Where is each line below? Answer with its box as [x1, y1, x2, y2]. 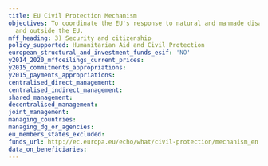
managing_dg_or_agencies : [8, 123, 94, 131]
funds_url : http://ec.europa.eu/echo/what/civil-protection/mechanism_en [8, 137, 259, 146]
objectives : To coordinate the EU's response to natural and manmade [8, 19, 245, 27]
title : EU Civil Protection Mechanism [8, 11, 137, 20]
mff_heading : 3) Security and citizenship [8, 34, 152, 42]
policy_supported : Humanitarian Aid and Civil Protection [8, 41, 205, 49]
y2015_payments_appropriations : [8, 71, 116, 79]
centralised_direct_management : [8, 78, 116, 86]
